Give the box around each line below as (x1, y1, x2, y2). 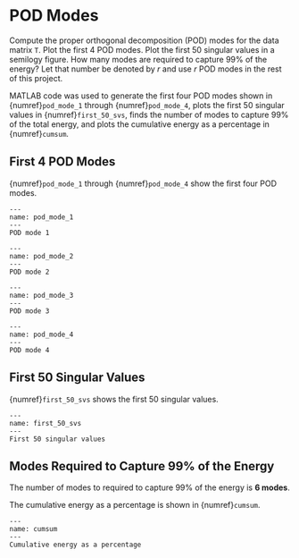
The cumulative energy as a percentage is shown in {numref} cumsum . (9, 500, 261, 511)
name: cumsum (9, 525, 58, 534)
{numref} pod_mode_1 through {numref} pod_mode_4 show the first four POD (9, 178, 278, 189)
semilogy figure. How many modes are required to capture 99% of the (9, 54, 268, 64)
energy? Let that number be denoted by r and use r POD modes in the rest (9, 63, 283, 74)
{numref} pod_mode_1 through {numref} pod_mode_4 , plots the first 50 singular (9, 99, 286, 110)
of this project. (9, 72, 63, 83)
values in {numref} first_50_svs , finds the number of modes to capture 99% (9, 109, 289, 120)
